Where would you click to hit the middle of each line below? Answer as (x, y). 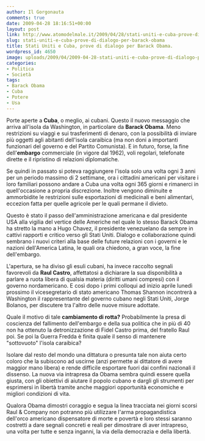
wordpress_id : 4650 (31, 52)
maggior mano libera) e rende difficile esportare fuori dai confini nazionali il (101, 368)
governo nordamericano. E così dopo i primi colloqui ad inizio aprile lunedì (99, 285)
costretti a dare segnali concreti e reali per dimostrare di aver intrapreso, (97, 425)
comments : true (26, 18)
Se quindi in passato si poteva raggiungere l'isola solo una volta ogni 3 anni (101, 171)
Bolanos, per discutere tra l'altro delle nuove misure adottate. (83, 305)
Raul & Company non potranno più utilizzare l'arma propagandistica (91, 412)
